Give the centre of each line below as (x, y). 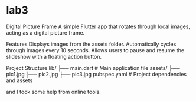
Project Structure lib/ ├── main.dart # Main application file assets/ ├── (93, 68)
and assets (19, 80)
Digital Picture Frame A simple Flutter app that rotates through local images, (98, 26)
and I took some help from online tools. (54, 92)
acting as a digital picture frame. (45, 32)
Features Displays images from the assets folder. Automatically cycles (91, 44)
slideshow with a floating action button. (54, 56)
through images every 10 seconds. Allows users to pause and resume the (95, 50)
